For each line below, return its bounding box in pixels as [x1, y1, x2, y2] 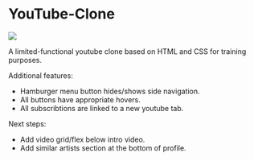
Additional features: [8, 70, 74, 80]
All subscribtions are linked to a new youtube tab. [19, 103, 184, 113]
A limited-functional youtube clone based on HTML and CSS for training [8, 46, 247, 56]
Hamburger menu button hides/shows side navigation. [19, 86, 200, 96]
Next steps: [8, 118, 47, 129]
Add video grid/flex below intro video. [19, 134, 145, 144]
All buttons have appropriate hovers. [19, 94, 141, 105]
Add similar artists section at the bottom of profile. [19, 142, 186, 153]
